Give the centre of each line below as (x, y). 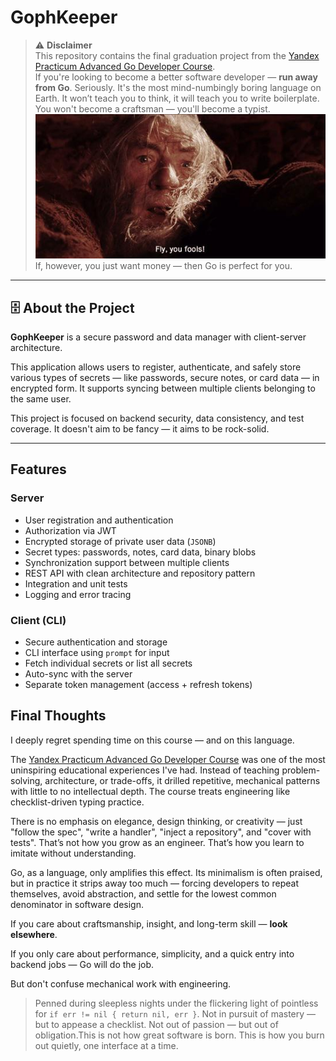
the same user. (41, 398)
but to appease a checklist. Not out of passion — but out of (156, 1024)
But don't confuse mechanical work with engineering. (121, 983)
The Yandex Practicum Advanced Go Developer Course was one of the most (168, 759)
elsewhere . (34, 934)
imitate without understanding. (73, 853)
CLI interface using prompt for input (97, 652)
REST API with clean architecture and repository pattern (140, 573)
